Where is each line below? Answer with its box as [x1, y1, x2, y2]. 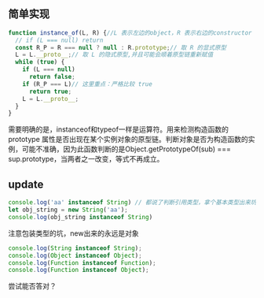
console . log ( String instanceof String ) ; [8, 244, 143, 252]
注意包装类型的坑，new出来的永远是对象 [8, 228, 139, 238]
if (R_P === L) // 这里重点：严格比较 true [22, 80, 153, 88]
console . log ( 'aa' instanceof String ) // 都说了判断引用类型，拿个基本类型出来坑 [8, 199, 257, 207]
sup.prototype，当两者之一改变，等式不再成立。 [8, 155, 164, 164]
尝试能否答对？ [8, 281, 57, 291]
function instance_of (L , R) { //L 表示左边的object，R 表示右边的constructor [8, 28, 252, 37]
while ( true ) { [15, 58, 65, 66]
